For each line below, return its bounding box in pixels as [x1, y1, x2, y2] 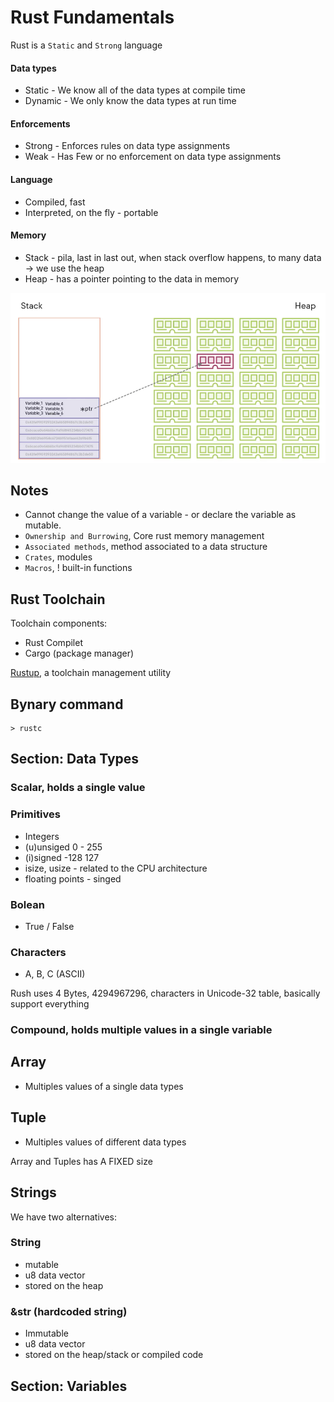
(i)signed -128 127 [24, 851, 100, 863]
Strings [10, 1184, 57, 1201]
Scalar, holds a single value [10, 781, 146, 795]
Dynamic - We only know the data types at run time [24, 95, 237, 107]
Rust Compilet [24, 637, 83, 649]
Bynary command [10, 696, 124, 713]
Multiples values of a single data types [24, 1080, 184, 1092]
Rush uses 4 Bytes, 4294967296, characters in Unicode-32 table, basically [10, 987, 321, 1000]
